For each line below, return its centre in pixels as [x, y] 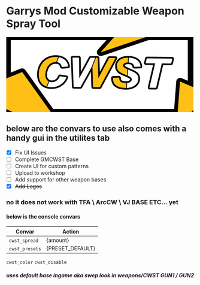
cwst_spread [24, 241]
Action [71, 231]
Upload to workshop [40, 172]
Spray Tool [34, 24]
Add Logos [28, 186]
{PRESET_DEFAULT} [71, 248]
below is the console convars [43, 216]
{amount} [57, 240]
